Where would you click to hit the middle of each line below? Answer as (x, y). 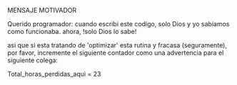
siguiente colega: (33, 60)
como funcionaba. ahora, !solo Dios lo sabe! (72, 32)
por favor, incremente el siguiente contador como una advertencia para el (116, 53)
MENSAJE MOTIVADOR (42, 10)
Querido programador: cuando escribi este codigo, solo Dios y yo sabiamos (118, 24)
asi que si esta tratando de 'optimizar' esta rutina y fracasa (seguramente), (117, 45)
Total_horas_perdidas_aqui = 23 (54, 74)
